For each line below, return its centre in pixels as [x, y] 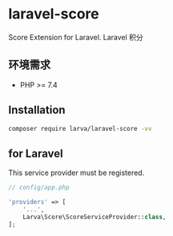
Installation [37, 110]
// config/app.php [39, 188]
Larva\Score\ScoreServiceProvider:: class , [95, 217]
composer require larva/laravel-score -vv [80, 128]
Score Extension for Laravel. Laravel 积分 [76, 37]
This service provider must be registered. [76, 173]
